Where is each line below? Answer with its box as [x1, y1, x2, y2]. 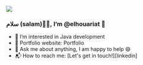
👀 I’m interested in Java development [14, 33, 105, 40]
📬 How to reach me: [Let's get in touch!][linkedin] [14, 52, 138, 59]
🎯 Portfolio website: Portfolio [14, 39, 84, 46]
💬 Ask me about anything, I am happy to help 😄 [14, 46, 131, 53]
